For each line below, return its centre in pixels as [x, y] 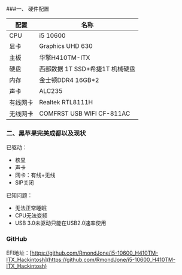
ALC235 [51, 91]
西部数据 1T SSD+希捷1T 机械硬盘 [87, 69]
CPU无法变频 [31, 216]
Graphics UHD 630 [66, 46]
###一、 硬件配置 [28, 9]
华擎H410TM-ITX [65, 58]
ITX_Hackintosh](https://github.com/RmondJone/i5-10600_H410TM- [91, 259]
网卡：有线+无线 [35, 175]
